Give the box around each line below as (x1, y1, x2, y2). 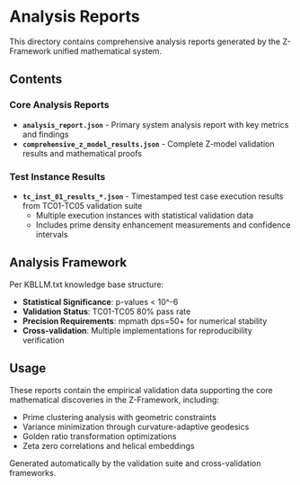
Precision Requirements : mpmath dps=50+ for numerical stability (22, 315, 268, 326)
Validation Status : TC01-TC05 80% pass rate (22, 306, 191, 317)
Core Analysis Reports (9, 99, 110, 112)
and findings (22, 129, 69, 139)
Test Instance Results (9, 170, 106, 183)
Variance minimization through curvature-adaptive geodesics (22, 421, 250, 432)
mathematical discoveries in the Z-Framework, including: (9, 394, 220, 405)
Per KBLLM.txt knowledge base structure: (9, 279, 164, 290)
